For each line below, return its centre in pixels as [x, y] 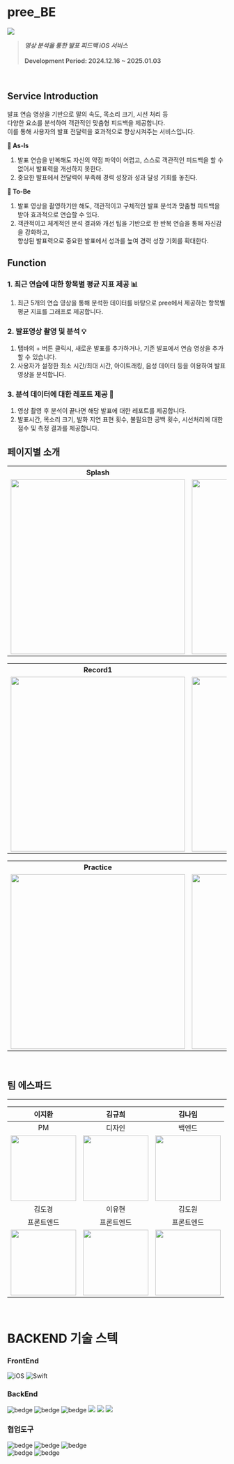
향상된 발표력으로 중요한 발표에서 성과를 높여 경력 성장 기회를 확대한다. [113, 240]
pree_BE [32, 12]
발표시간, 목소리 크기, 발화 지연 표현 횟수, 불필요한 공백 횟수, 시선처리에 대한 [120, 419]
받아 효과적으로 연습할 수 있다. [58, 215]
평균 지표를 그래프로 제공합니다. [60, 312]
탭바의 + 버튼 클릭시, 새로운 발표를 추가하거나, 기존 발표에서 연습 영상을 [114, 348]
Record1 [98, 669]
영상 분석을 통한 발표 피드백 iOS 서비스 [76, 45]
